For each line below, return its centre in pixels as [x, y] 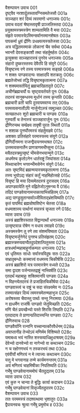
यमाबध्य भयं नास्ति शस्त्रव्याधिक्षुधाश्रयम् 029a [40, 337]
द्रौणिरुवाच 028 [18, 321]
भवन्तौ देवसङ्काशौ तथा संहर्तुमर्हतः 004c [37, 52]
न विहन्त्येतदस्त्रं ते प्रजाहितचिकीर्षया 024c [38, 282]
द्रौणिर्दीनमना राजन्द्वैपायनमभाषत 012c [34, 142]
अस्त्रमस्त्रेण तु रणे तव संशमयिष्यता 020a [37, 231]
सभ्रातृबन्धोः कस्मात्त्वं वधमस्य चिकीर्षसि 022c [40, 259]
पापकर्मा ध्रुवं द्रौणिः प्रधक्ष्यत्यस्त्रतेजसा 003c [38, 41]
